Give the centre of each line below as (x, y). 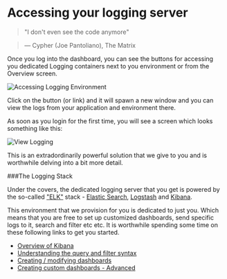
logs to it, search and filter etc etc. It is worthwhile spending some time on (113, 225)
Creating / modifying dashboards (64, 260)
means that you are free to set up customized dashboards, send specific (111, 217)
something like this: (35, 128)
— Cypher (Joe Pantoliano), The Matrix (80, 45)
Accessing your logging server (98, 13)
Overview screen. (32, 73)
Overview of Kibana (45, 245)
